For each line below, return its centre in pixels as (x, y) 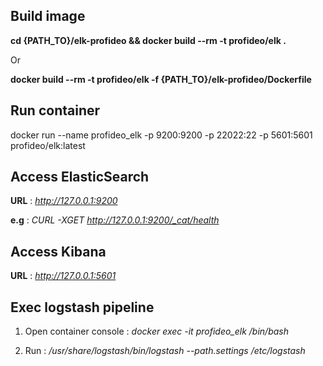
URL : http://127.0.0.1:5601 (63, 276)
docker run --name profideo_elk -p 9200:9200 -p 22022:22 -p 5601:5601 (161, 135)
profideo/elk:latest (48, 145)
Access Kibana (58, 251)
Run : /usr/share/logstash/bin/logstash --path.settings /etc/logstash (165, 351)
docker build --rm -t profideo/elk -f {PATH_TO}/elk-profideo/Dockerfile (161, 79)
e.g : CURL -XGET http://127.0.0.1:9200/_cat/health (115, 220)
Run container (55, 110)
